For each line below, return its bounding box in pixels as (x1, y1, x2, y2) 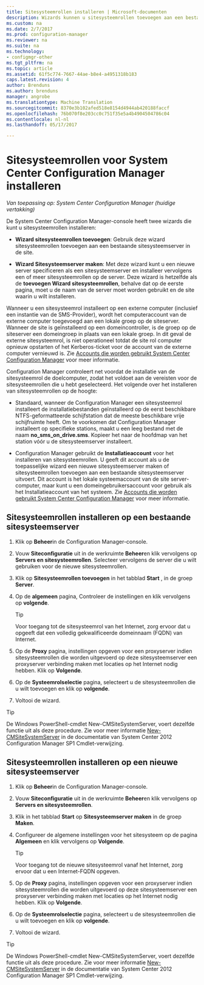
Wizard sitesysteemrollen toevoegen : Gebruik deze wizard (15, 236, 165, 243)
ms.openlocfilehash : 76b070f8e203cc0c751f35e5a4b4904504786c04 (6, 111, 170, 117)
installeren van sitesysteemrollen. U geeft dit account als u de (15, 456, 170, 464)
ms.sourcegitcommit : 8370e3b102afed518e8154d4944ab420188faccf (6, 105, 170, 111)
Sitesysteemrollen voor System (6, 153, 168, 167)
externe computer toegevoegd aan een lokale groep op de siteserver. (6, 317, 180, 325)
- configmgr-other (6, 54, 53, 60)
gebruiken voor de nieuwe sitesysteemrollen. (15, 563, 128, 570)
